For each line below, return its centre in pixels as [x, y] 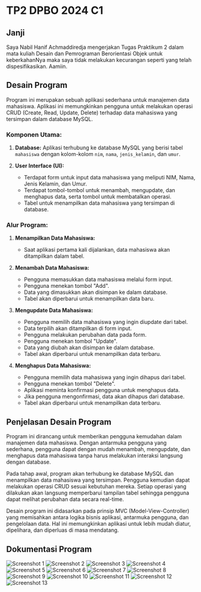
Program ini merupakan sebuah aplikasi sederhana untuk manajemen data [98, 99]
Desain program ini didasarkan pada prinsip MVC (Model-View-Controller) [98, 511]
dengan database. [28, 462]
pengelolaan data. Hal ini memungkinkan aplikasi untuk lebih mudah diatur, [98, 524]
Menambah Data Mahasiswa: [52, 268]
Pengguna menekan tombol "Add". [67, 286]
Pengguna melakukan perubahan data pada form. [85, 335]
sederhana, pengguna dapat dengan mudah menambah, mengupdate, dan [98, 449]
